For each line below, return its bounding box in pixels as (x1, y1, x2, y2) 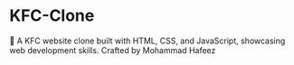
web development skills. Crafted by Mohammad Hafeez (9, 44, 216, 55)
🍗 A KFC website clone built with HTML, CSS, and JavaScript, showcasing (9, 35, 286, 46)
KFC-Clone (9, 5, 95, 26)
